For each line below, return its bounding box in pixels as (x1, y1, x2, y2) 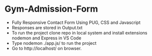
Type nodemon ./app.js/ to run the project (11, 40, 97, 46)
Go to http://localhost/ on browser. (11, 45, 82, 51)
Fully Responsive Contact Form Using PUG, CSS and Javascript (11, 19, 141, 25)
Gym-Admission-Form (4, 3, 98, 15)
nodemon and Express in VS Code (11, 35, 82, 41)
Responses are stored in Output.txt (11, 24, 83, 30)
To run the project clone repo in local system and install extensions (11, 30, 148, 36)
